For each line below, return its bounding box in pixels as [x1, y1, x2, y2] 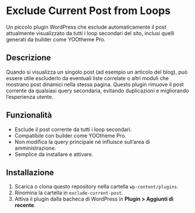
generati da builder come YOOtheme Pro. [6, 36, 106, 43]
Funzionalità [6, 110, 52, 121]
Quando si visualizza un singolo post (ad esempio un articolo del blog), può [6, 68, 188, 75]
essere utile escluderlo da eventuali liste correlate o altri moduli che [6, 74, 169, 81]
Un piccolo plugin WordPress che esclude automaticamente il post [6, 23, 167, 30]
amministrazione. [14, 145, 57, 152]
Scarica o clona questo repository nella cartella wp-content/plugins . [14, 183, 179, 190]
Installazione [6, 167, 54, 177]
